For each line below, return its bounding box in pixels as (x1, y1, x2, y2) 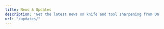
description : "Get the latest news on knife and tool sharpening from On (5, 12, 160, 17)
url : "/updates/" (5, 16, 41, 21)
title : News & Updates (5, 7, 52, 12)
